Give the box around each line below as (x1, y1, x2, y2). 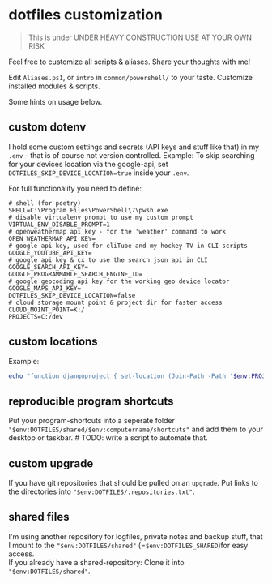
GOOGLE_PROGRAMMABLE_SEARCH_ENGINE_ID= (8, 270, 143, 278)
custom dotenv (8, 120, 87, 135)
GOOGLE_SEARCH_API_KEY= (8, 263, 89, 271)
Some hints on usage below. (8, 96, 103, 106)
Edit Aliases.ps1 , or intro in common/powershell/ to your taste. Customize (8, 72, 253, 82)
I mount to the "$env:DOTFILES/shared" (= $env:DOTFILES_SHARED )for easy (8, 540, 249, 550)
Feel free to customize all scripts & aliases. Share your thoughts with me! (8, 57, 251, 66)
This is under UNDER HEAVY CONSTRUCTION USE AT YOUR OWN (28, 32, 253, 42)
